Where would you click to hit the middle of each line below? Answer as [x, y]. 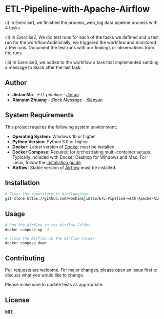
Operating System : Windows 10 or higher [54, 136]
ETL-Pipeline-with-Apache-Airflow [78, 9]
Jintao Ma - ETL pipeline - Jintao [45, 94]
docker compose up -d [27, 230]
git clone [15, 199]
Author [16, 83]
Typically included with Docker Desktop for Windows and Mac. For [79, 157]
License [17, 300]
